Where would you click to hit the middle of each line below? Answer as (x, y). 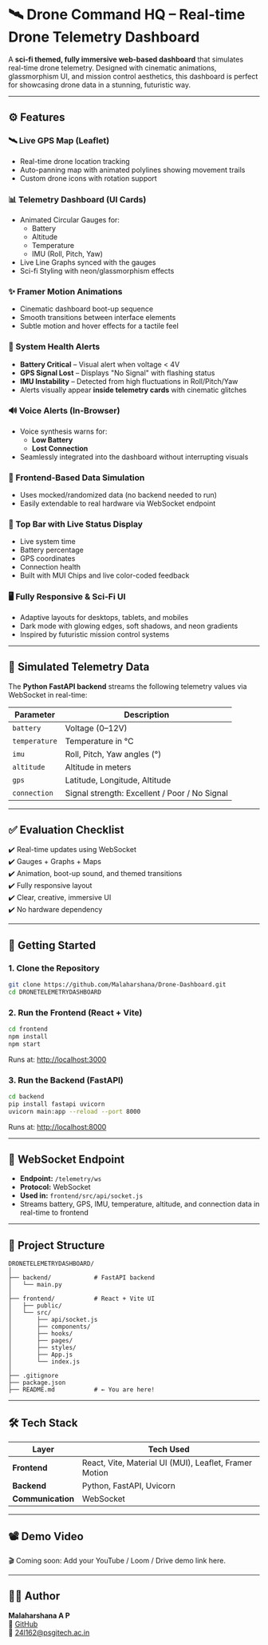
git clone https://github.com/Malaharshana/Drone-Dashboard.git (117, 985)
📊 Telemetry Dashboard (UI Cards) (77, 199)
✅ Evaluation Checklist (66, 829)
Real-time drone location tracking (75, 161)
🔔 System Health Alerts (54, 346)
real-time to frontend (54, 1213)
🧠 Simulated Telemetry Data (79, 667)
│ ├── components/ (49, 1327)
